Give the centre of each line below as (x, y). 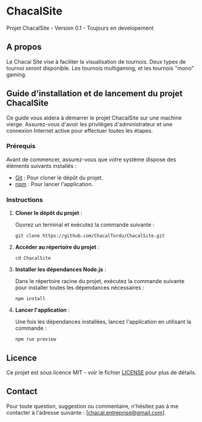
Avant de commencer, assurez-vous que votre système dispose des (91, 159)
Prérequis (21, 146)
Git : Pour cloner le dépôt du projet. (59, 178)
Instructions (25, 199)
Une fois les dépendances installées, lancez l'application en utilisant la (103, 322)
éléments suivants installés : (42, 166)
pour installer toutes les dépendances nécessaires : (79, 288)
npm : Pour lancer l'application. (54, 184)
